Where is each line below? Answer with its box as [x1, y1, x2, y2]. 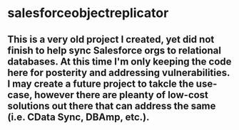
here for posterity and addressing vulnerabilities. [7, 66, 230, 79]
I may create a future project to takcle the [7, 77, 194, 90]
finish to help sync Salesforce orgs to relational [7, 44, 221, 56]
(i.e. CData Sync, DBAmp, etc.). [7, 111, 150, 123]
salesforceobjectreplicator [7, 5, 169, 21]
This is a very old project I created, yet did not [7, 33, 215, 45]
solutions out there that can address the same [7, 99, 216, 112]
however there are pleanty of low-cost [34, 89, 209, 101]
